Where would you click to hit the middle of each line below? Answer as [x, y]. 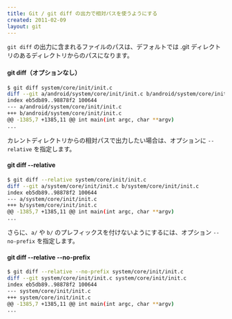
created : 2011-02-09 [37, 20]
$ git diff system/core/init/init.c [60, 88]
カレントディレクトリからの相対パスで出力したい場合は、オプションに [107, 140]
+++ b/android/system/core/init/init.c [65, 114]
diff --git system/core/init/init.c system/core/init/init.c [97, 278]
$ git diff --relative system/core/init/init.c [77, 180]
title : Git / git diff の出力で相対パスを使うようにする [82, 13]
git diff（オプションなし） [44, 72]
